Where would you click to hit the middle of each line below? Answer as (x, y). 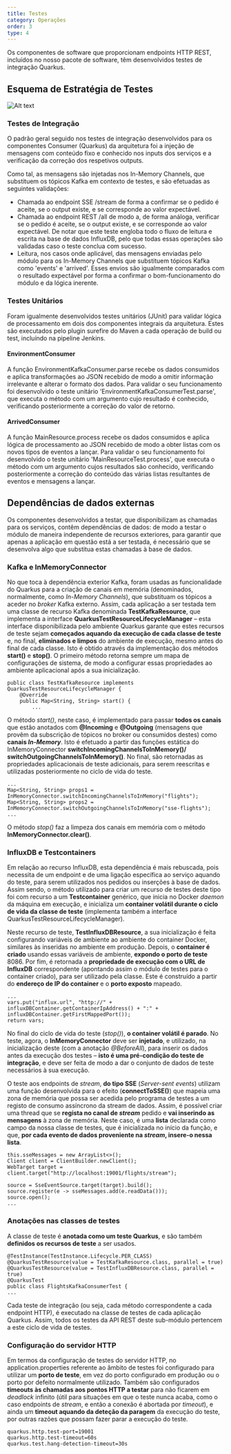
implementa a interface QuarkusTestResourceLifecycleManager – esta (109, 619)
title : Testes (28, 13)
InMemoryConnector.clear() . (49, 835)
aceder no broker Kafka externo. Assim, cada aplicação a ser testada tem (111, 604)
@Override (34, 695)
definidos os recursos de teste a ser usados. (72, 1243)
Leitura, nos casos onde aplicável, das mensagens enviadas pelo (109, 254)
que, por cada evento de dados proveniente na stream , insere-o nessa (110, 1135)
